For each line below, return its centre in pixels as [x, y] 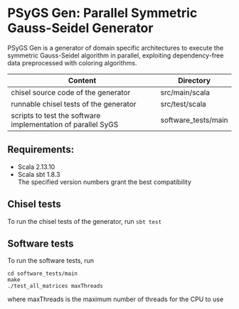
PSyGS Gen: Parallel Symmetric [102, 13]
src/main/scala [185, 92]
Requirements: [41, 150]
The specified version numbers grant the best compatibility [105, 182]
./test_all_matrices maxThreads [55, 286]
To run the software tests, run [51, 261]
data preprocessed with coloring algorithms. [72, 63]
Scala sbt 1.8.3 [39, 174]
